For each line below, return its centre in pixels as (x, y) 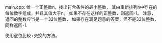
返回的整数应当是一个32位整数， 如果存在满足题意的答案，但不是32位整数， (82, 19)
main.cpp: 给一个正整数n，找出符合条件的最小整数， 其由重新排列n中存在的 (81, 7)
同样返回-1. (16, 25)
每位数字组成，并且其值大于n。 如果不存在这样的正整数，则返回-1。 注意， (81, 13)
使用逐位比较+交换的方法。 (32, 36)
